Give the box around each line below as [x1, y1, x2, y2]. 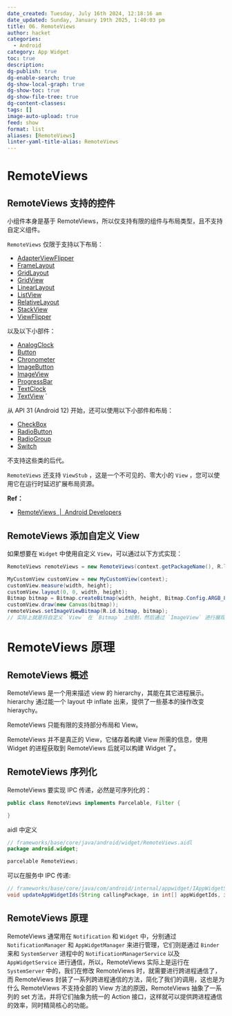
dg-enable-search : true [7, 74, 76, 81]
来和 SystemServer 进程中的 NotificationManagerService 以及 [7, 949, 180, 957]
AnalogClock [17, 341, 54, 349]
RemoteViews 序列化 [7, 766, 97, 778]
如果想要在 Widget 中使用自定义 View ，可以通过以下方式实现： [7, 549, 183, 558]
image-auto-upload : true [7, 113, 79, 119]
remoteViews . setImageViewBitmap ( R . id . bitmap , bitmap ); [7, 608, 168, 615]
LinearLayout [17, 284, 55, 292]
